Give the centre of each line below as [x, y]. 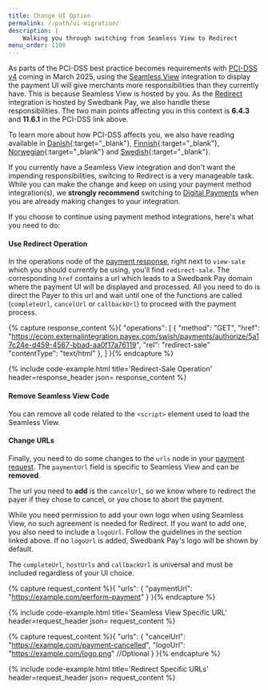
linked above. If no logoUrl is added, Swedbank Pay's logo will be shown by [133, 540]
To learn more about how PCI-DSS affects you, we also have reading [121, 135]
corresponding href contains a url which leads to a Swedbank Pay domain [131, 279]
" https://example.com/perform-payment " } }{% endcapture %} [112, 596]
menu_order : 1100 [37, 46]
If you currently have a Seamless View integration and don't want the [122, 167]
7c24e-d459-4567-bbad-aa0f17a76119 [72, 345]
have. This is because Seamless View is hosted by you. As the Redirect [125, 94]
